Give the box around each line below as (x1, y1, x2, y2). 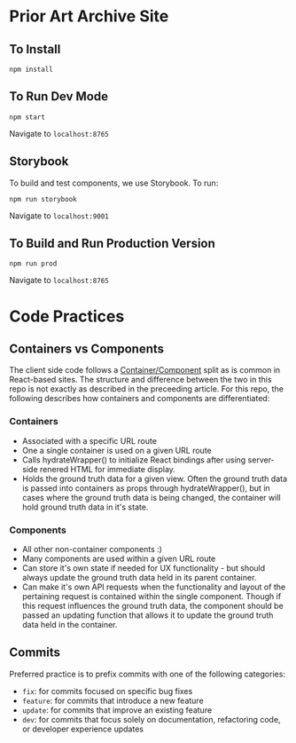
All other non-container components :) (21, 544, 162, 555)
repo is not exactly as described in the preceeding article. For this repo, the (9, 383, 284, 394)
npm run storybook (9, 194, 77, 203)
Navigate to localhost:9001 (9, 210, 109, 221)
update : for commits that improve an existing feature (21, 704, 213, 715)
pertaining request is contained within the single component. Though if (21, 591, 282, 602)
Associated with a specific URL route (21, 435, 158, 446)
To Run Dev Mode (9, 89, 109, 104)
